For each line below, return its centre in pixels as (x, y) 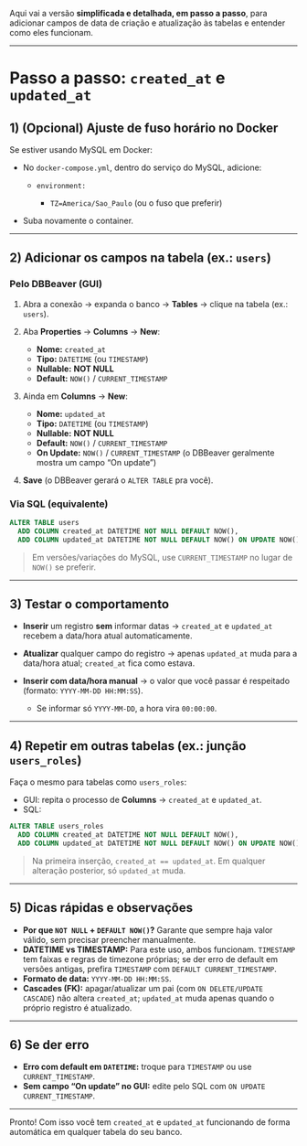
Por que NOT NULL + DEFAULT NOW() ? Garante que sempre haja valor (148, 930)
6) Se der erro (49, 1045)
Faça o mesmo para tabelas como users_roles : (98, 782)
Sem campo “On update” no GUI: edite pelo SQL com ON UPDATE (144, 1087)
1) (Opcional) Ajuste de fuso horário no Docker (144, 128)
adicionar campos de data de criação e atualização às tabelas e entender (148, 23)
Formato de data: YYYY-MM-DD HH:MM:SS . (97, 979)
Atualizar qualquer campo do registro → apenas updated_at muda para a (160, 654)
